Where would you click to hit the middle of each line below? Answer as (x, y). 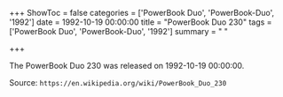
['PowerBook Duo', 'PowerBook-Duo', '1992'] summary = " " (118, 31)
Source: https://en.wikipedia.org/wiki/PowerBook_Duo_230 (118, 82)
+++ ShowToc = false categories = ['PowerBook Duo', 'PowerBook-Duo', (142, 13)
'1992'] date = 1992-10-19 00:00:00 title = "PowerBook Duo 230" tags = (141, 22)
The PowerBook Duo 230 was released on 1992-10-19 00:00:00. (127, 66)
